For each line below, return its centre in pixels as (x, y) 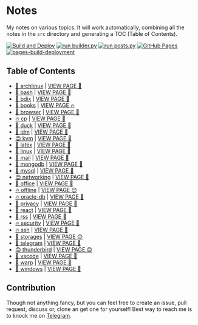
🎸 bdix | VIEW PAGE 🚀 (42, 98)
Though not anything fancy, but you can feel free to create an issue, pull (97, 303)
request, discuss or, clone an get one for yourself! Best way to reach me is (99, 309)
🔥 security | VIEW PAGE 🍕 (47, 223)
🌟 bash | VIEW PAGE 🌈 (43, 92)
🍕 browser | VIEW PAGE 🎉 (47, 112)
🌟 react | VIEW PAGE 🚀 (43, 210)
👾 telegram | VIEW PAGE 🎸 (48, 243)
